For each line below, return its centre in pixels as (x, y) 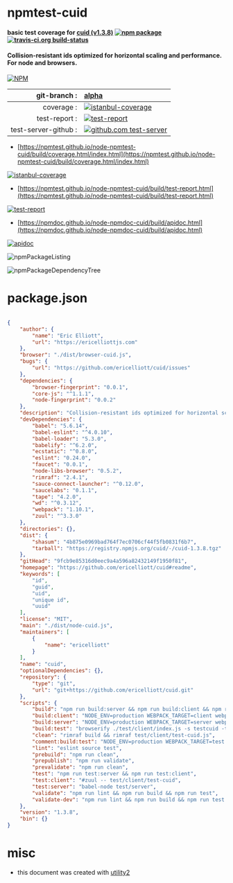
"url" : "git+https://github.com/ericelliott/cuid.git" (113, 690)
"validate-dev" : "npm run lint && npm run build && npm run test (129, 799)
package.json (48, 298)
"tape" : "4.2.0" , (57, 497)
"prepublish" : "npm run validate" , (84, 761)
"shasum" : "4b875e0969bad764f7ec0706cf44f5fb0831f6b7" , (114, 542)
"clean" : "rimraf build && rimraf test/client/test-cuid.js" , (124, 735)
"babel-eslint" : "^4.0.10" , (72, 432)
